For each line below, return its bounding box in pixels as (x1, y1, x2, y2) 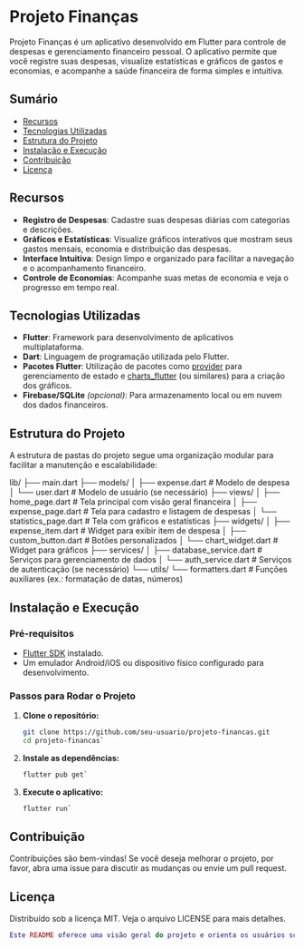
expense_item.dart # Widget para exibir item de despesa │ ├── (9, 525, 247, 536)
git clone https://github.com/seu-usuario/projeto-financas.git (22, 728, 271, 737)
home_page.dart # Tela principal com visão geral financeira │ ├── (9, 496, 258, 507)
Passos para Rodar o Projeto (9, 690, 136, 702)
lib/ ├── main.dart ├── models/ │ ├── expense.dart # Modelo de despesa (9, 477, 290, 488)
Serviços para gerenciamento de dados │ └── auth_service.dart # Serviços (9, 554, 292, 565)
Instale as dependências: (22, 752, 119, 763)
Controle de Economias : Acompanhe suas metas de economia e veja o (22, 272, 290, 283)
